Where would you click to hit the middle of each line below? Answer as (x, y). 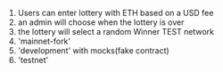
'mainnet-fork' (44, 41)
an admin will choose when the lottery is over (101, 22)
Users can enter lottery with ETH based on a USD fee (116, 13)
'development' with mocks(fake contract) (93, 51)
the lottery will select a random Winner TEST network (116, 32)
